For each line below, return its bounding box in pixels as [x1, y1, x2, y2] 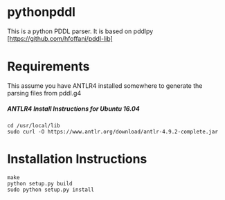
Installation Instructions [7, 152, 147, 167]
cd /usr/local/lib [7, 122, 60, 129]
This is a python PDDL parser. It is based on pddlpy [7, 27, 154, 35]
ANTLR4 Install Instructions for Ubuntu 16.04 [7, 104, 140, 113]
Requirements [7, 59, 90, 75]
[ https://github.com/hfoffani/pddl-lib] [7, 34, 113, 42]
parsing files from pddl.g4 [7, 89, 82, 97]
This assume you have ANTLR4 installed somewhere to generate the [7, 81, 203, 90]
